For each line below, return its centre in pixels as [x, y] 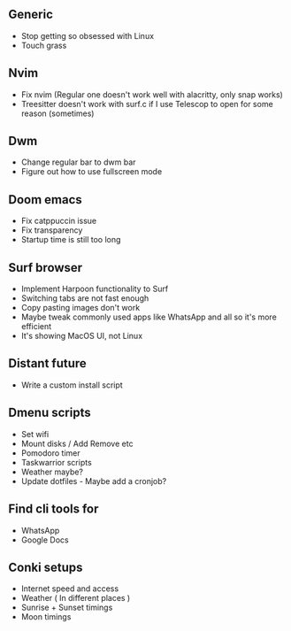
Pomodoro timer [50, 453]
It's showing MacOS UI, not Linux [82, 336]
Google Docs [45, 540]
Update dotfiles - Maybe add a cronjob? [94, 481]
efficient [36, 327]
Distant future [48, 363]
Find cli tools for [54, 509]
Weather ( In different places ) [76, 598]
